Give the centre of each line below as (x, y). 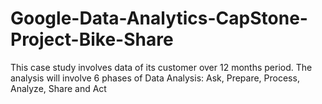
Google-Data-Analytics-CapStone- (159, 18)
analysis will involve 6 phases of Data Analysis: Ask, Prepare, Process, (155, 78)
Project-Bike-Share (92, 39)
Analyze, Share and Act (58, 88)
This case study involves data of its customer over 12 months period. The (161, 67)
